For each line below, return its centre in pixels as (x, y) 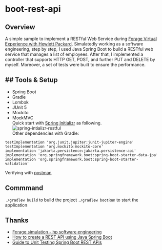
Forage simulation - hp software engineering (57, 232)
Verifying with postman (29, 172)
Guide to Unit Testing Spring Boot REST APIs (57, 242)
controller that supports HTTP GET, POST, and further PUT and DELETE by (80, 59)
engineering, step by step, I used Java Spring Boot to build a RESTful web (79, 49)
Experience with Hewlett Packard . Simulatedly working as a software (74, 44)
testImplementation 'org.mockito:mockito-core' (54, 146)
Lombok (20, 102)
